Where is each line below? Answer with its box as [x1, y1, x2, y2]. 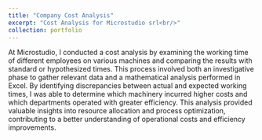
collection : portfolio [8, 26, 82, 34]
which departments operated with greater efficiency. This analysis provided [8, 98, 253, 107]
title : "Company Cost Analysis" [8, 11, 114, 20]
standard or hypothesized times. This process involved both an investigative [8, 64, 255, 74]
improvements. [8, 123, 56, 132]
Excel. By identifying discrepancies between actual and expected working [8, 81, 247, 90]
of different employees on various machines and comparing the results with [8, 56, 253, 65]
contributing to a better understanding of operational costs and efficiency [8, 115, 246, 124]
